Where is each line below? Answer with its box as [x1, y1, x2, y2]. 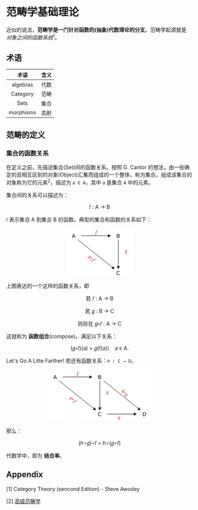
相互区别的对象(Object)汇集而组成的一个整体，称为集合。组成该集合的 [21, 171, 193, 179]
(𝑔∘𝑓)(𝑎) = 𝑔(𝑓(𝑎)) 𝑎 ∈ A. [70, 345, 129, 352]
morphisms [8, 109, 37, 116]
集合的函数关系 [6, 149, 49, 157]
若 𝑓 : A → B [85, 295, 114, 302]
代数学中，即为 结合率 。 [6, 452, 65, 459]
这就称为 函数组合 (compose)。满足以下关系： [6, 333, 117, 340]
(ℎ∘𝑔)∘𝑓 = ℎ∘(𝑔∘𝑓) [78, 439, 122, 447]
